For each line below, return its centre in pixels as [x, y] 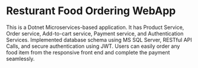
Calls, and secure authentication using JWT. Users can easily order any [93, 46]
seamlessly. [20, 59]
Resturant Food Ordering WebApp [91, 11]
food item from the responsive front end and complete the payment [88, 52]
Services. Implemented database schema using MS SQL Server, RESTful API [99, 40]
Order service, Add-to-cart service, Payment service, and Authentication [95, 33]
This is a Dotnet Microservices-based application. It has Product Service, [95, 27]
